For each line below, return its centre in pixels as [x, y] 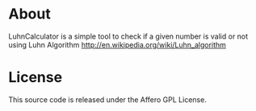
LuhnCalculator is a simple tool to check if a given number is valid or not [128, 36]
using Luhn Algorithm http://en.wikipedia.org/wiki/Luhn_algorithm [117, 44]
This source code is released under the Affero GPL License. [108, 99]
